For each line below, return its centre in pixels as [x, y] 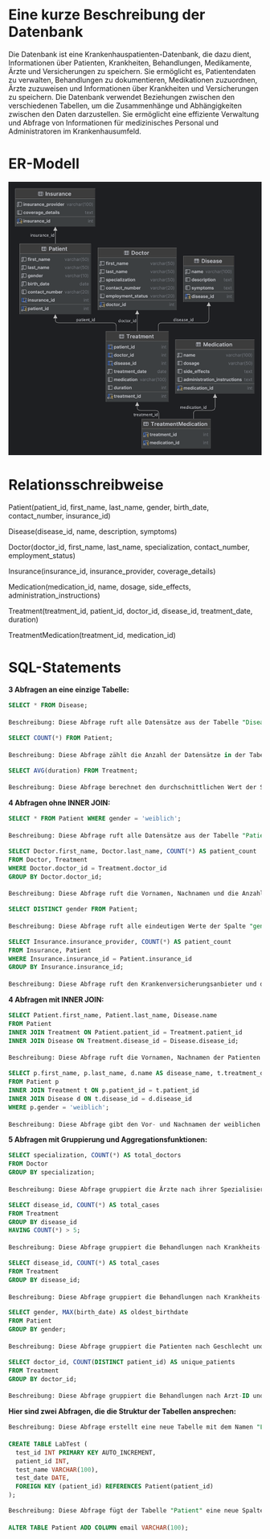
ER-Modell [44, 164]
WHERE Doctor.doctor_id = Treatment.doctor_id [88, 868]
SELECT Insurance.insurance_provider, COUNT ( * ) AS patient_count [120, 941]
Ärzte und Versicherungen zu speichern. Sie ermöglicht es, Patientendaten [132, 71]
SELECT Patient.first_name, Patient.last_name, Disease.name [113, 1016]
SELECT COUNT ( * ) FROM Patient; [61, 738]
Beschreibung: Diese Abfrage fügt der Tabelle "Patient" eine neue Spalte [136, 1511]
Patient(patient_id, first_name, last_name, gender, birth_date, [108, 507]
